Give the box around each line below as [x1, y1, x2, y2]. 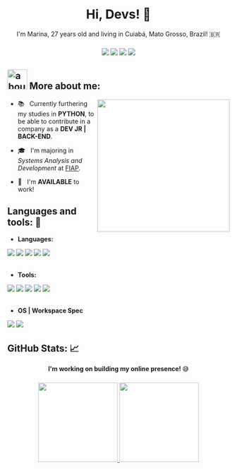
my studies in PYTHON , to [17, 109, 95, 118]
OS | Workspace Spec [17, 306, 83, 315]
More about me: [29, 80, 101, 92]
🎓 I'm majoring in [17, 146, 74, 155]
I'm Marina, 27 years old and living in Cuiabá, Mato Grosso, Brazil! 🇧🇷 [16, 30, 221, 38]
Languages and [7, 205, 77, 217]
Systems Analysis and [17, 156, 83, 164]
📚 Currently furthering [17, 99, 88, 108]
